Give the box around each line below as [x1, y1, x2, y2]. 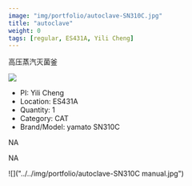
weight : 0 [8, 26, 42, 34]
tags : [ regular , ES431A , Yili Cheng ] [8, 34, 134, 42]
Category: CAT [19, 114, 70, 123]
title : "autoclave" [8, 19, 74, 27]
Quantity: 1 [19, 105, 56, 115]
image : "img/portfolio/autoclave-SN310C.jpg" [8, 11, 162, 20]
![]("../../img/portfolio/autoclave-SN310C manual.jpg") [8, 169, 184, 179]
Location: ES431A [19, 97, 78, 107]
